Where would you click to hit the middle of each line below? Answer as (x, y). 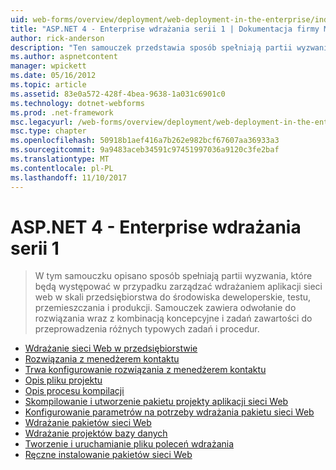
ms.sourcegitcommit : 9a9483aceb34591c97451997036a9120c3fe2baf (145, 150)
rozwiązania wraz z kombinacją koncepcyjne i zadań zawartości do (173, 318)
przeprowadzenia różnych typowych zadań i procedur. (147, 329)
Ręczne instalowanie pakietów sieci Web (108, 455)
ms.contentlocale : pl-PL (62, 168)
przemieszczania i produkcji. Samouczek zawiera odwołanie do (165, 308)
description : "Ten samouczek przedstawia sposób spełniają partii (151, 47)
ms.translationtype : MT (60, 159)
